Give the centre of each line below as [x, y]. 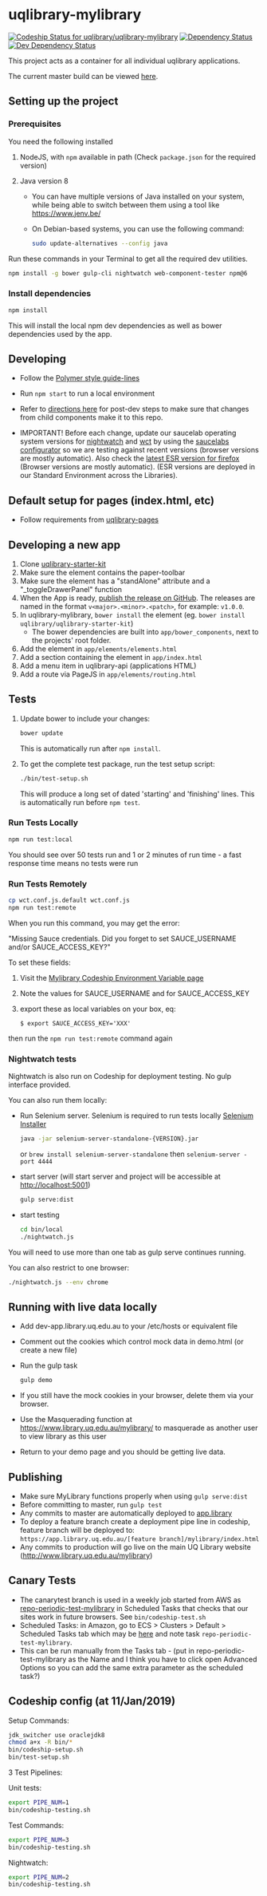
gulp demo [36, 1381]
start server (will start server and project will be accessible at [120, 1176]
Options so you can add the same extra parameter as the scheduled [131, 1667]
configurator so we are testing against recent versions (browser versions [139, 450]
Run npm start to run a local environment [87, 393]
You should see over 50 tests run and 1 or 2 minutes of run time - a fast [125, 855]
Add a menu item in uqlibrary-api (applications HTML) [108, 666]
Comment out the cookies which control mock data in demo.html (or [132, 1341]
